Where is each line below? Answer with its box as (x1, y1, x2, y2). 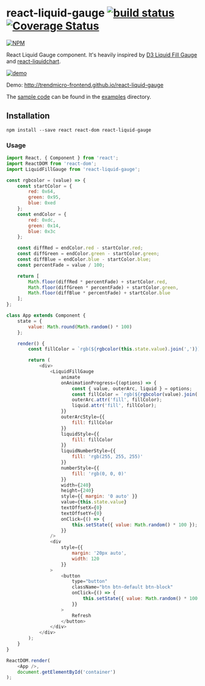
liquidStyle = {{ (60, 431, 99, 437)
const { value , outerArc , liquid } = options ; (71, 385, 192, 392)
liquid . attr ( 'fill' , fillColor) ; (71, 403, 157, 409)
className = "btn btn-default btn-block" (71, 584, 173, 590)
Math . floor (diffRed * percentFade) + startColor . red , (28, 278, 168, 285)
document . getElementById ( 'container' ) (17, 669, 116, 675)
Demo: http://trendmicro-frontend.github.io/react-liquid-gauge (6, 81, 164, 88)
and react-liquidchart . (6, 57, 61, 65)
